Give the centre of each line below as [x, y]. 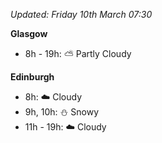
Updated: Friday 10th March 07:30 [81, 14]
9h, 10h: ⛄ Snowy [62, 112]
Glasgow [29, 33]
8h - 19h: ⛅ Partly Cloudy [78, 53]
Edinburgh [32, 77]
